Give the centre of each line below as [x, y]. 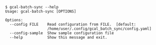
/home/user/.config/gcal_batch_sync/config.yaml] [100, 29]
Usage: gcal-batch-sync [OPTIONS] [41, 11]
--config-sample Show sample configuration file [62, 33]
